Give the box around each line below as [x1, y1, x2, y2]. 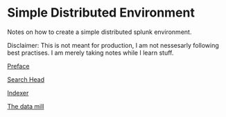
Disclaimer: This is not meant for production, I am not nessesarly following [7, 41, 220, 49]
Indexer [7, 89, 29, 97]
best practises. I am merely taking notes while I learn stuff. [7, 48, 174, 57]
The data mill [7, 102, 44, 110]
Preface [7, 62, 30, 70]
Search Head [7, 75, 45, 84]
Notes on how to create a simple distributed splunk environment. [7, 28, 192, 36]
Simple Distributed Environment [7, 5, 195, 21]
